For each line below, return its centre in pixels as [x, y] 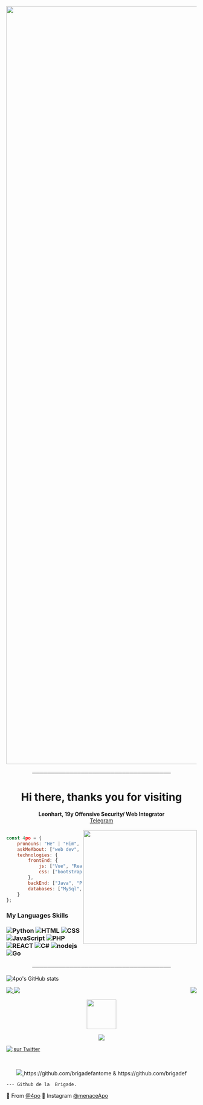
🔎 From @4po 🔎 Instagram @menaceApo [57, 1095]
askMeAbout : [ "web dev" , [48, 849]
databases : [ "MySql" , [55, 888]
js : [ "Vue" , [53, 866]
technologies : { [38, 855]
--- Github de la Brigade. [42, 1084]
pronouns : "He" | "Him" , [48, 844]
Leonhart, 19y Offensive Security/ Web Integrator [101, 814]
